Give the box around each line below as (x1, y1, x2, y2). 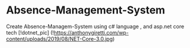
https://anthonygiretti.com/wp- (54, 29, 129, 36)
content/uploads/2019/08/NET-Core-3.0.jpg (6, 35, 113, 42)
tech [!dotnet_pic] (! (6, 29, 54, 36)
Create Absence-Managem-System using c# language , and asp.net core (6, 23, 185, 30)
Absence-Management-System (6, 4, 165, 17)
